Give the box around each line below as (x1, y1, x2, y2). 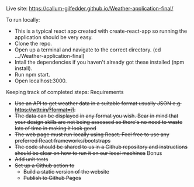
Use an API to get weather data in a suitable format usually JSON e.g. (14, 100, 182, 107)
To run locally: (6, 16, 40, 23)
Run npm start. (14, 71, 51, 78)
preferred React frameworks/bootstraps (14, 137, 111, 144)
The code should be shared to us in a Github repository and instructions (14, 143, 188, 150)
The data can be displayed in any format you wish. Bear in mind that (14, 112, 179, 119)
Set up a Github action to (14, 162, 75, 169)
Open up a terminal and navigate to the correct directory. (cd (14, 46, 161, 53)
